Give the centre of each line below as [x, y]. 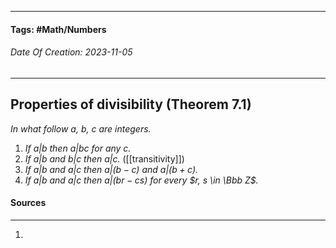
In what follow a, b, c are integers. [81, 128]
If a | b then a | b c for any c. [78, 148]
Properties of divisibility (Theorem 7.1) [131, 104]
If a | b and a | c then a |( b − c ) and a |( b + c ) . [111, 169]
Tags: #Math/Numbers [58, 29]
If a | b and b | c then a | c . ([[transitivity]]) [104, 158]
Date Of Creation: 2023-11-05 [71, 52]
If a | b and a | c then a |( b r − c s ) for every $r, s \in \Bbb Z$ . [141, 180]
